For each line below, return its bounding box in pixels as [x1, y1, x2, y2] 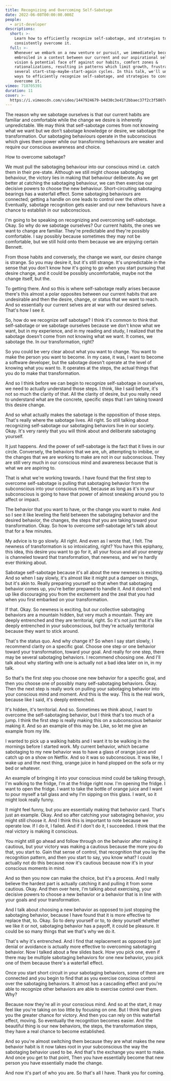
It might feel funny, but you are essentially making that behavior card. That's [5, 807, 165, 813]
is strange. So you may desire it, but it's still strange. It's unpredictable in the [5, 260, 166, 266]
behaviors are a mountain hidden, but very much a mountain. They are [5, 612, 153, 618]
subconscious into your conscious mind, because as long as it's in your [5, 485, 155, 492]
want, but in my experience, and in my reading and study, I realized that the [5, 328, 163, 334]
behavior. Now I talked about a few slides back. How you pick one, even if [5, 949, 160, 955]
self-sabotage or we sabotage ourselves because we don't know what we [5, 322, 160, 329]
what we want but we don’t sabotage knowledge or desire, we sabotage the [5, 128, 164, 134]
